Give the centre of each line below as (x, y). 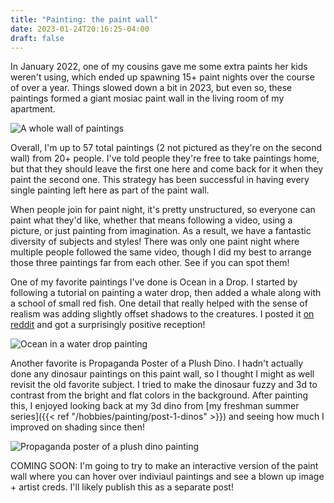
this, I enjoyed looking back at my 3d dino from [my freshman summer (155, 406)
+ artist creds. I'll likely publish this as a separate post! (122, 487)
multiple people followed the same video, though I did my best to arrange (161, 252)
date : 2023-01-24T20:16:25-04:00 (80, 29)
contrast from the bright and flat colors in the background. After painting (159, 395)
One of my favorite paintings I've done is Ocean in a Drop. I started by (154, 282)
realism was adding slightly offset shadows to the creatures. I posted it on (162, 314)
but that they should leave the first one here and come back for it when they (167, 169)
